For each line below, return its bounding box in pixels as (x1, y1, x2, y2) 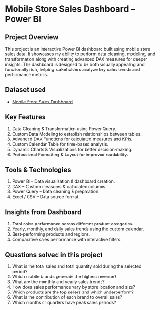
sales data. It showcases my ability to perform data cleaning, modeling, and (5, 51, 156, 57)
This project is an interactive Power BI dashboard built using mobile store (5, 46, 151, 52)
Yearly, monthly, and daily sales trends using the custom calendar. (12, 226, 144, 232)
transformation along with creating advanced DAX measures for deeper (5, 56, 147, 62)
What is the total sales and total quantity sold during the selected (12, 263, 142, 269)
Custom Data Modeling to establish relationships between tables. (12, 131, 142, 137)
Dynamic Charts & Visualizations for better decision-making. (12, 146, 132, 152)
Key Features (5, 113, 46, 121)
